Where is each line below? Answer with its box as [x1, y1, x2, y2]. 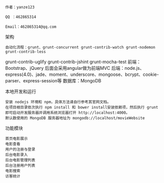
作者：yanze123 [5, 5, 35, 10]
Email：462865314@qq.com [5, 24, 57, 29]
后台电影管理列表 [5, 158, 36, 163]
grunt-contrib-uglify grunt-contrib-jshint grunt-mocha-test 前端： [5, 59, 141, 65]
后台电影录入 [5, 152, 28, 157]
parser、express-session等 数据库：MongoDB [5, 78, 102, 83]
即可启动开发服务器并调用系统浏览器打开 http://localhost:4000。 [5, 110, 130, 115]
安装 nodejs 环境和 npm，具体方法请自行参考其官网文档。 [5, 100, 111, 105]
